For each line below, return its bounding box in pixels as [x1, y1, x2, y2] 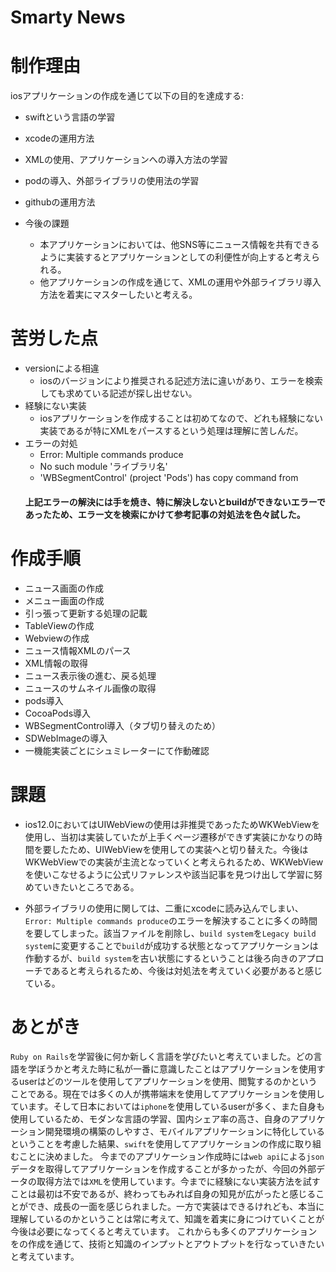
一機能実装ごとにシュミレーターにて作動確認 [24, 744, 210, 756]
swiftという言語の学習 [24, 111, 116, 123]
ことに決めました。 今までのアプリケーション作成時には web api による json [18, 1151, 325, 1163]
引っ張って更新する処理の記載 [24, 607, 148, 619]
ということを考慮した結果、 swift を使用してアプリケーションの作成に [10, 1138, 296, 1150]
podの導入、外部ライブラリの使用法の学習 [24, 175, 200, 187]
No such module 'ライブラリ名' [39, 461, 168, 473]
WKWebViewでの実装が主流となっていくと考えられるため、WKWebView [24, 856, 324, 868]
